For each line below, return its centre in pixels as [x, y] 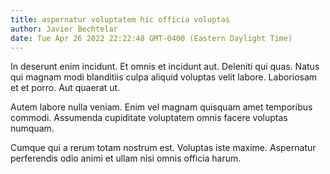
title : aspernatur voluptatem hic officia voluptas [120, 19]
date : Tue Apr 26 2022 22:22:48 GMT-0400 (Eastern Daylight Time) [151, 38]
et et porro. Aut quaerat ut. [65, 88]
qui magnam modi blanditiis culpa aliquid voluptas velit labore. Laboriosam [164, 77]
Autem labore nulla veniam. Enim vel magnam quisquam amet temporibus [161, 107]
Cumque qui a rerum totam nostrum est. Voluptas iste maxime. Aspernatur [163, 148]
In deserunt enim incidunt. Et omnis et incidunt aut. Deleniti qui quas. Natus [165, 67]
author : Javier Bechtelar [64, 29]
